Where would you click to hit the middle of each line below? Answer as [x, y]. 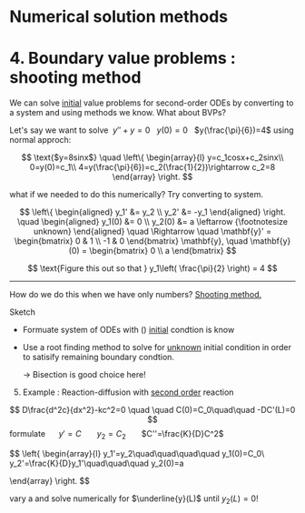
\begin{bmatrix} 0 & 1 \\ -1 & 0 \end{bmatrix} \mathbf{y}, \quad [131, 241]
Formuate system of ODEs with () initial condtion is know [128, 330]
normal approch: [40, 140]
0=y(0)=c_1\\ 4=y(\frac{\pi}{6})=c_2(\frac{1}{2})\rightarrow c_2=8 [152, 167]
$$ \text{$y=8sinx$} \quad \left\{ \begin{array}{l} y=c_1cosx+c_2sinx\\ [152, 157]
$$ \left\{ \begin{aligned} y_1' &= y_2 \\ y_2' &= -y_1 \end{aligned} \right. [152, 212]
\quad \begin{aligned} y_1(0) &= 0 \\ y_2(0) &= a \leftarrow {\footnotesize [152, 222]
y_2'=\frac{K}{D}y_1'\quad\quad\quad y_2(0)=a [97, 463]
